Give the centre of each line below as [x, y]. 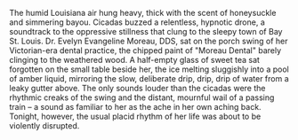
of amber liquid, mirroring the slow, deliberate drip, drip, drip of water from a [149, 78]
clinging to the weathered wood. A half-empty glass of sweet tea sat [135, 60]
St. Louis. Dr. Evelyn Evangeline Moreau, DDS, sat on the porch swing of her [149, 41]
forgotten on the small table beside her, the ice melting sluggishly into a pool [149, 69]
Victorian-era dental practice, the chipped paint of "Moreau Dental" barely [145, 51]
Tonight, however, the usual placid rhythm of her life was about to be [135, 116]
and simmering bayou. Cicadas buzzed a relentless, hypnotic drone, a [137, 22]
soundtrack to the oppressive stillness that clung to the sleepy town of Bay [146, 31]
